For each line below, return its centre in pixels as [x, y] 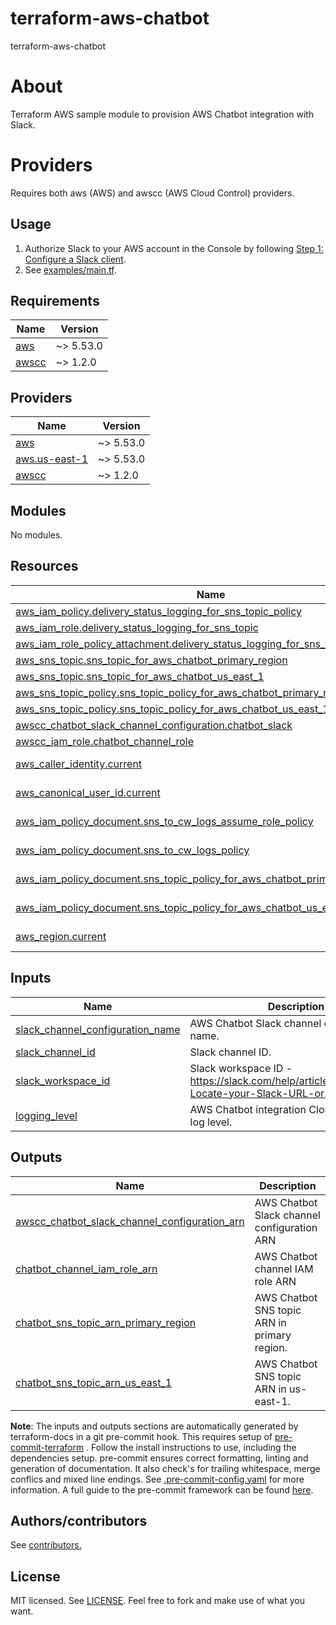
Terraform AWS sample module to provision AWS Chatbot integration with [162, 114]
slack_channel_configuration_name [98, 1029]
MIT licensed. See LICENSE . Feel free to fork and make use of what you [157, 1601]
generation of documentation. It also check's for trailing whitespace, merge [165, 1468]
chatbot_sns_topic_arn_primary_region [106, 1322]
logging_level [46, 1115]
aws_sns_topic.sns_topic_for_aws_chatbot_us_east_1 [140, 676]
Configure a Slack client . [75, 259]
